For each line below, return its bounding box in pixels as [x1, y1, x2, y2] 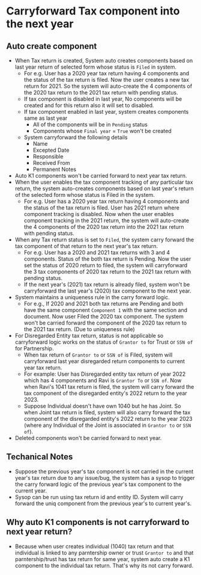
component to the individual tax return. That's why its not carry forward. [14, 562, 194, 569]
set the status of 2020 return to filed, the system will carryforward [23, 262, 188, 269]
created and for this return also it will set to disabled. [23, 102, 154, 109]
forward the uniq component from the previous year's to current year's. [14, 500, 192, 507]
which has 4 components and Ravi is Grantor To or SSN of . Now [23, 377, 182, 384]
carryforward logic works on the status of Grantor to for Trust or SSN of [14, 338, 193, 346]
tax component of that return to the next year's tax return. [14, 243, 158, 249]
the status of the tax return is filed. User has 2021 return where [23, 204, 180, 211]
